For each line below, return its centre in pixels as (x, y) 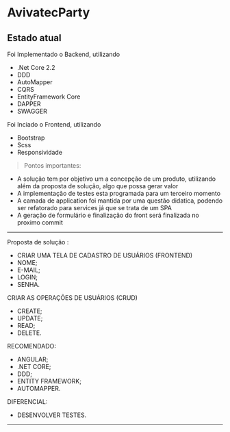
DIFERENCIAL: (27, 402)
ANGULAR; (33, 359)
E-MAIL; (28, 270)
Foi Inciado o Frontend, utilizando (54, 124)
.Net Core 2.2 (36, 67)
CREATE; (29, 311)
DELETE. (29, 333)
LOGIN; (27, 277)
